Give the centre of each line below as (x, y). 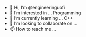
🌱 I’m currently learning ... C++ (41, 18)
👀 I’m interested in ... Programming (45, 13)
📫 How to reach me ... (33, 29)
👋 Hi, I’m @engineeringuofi (37, 8)
